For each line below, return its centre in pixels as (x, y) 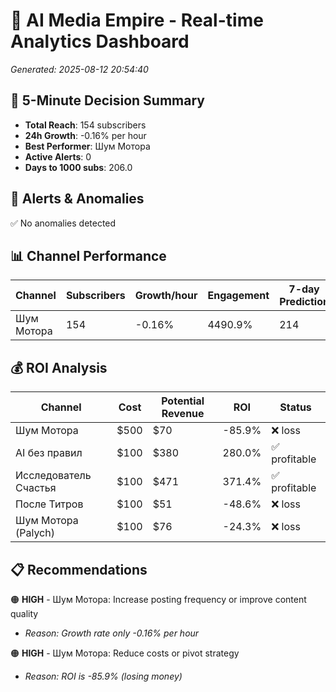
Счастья (36, 488)
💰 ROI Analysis (59, 367)
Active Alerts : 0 (58, 156)
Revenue (183, 414)
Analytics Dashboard (100, 41)
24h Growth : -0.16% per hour (85, 135)
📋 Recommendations (79, 569)
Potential (183, 401)
